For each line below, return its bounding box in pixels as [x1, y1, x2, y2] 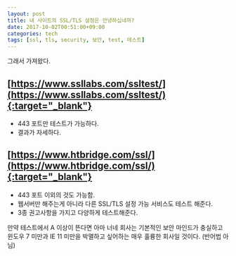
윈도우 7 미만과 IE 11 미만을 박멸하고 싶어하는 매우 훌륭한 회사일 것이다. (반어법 [7, 232, 222, 240]
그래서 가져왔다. [7, 57, 51, 66]
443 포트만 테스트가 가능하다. [17, 119, 100, 128]
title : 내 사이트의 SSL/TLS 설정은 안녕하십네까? [7, 17, 135, 24]
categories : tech [7, 30, 58, 37]
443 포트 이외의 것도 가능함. [17, 190, 96, 199]
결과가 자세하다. [17, 128, 61, 136]
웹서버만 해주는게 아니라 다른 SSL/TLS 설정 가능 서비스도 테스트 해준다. [17, 199, 213, 208]
